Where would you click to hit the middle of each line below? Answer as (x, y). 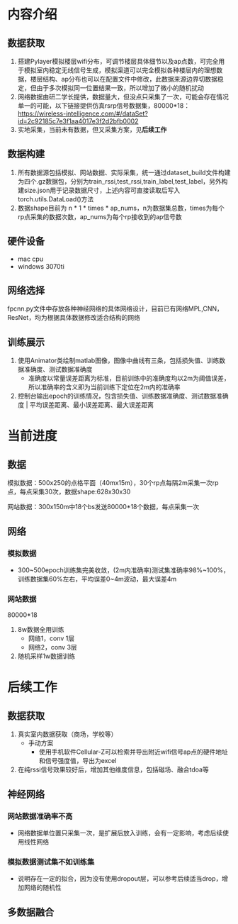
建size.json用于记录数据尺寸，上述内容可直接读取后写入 (99, 190)
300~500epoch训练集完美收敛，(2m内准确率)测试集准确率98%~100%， (124, 570)
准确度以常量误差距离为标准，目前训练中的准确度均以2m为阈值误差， (129, 378)
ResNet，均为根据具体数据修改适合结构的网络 (74, 318)
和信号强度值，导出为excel (78, 761)
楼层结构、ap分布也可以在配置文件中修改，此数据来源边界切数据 (124, 79)
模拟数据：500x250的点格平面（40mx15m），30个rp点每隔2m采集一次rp (113, 483)
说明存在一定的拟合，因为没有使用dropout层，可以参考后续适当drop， (120, 879)
